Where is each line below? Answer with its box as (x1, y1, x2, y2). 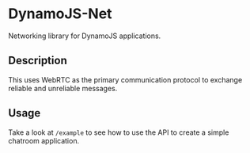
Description (8, 54, 67, 67)
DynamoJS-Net (8, 5, 112, 23)
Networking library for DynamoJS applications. (8, 31, 161, 40)
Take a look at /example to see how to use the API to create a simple (8, 128, 229, 137)
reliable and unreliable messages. (8, 83, 118, 93)
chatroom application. (8, 136, 80, 145)
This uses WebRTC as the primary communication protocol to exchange (8, 75, 243, 84)
